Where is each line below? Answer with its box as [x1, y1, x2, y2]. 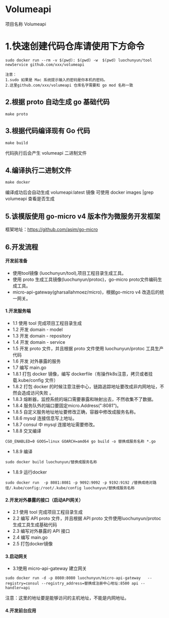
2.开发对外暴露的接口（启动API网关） [5, 497, 83, 503]
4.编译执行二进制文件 [5, 166, 72, 174]
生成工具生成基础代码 [12, 522, 57, 528]
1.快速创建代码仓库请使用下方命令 [5, 41, 145, 52]
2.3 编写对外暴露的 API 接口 [12, 528, 70, 534]
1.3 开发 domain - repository [12, 333, 71, 339]
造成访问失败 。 [21, 389, 54, 396]
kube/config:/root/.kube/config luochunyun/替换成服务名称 [13, 485, 135, 490]
